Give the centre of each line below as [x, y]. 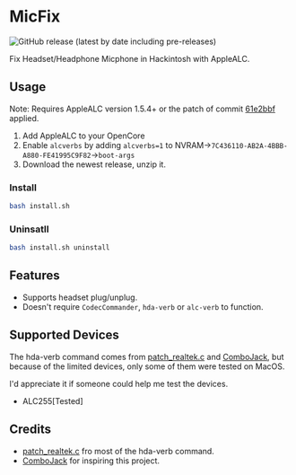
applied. [24, 118]
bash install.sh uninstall [60, 248]
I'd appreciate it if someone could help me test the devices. [119, 383]
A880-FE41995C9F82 [57, 155]
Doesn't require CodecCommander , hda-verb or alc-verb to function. [143, 306]
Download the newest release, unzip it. [94, 164]
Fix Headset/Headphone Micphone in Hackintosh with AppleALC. [130, 58]
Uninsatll [29, 229]
